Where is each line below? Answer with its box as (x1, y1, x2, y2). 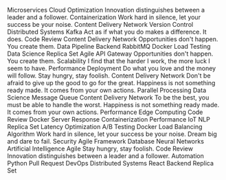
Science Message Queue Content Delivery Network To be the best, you (7, 93, 210, 102)
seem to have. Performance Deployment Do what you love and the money (7, 65, 216, 72)
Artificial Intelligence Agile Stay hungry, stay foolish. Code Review (7, 144, 194, 153)
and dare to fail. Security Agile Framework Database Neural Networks (7, 137, 205, 145)
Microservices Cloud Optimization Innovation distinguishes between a (7, 6, 205, 14)
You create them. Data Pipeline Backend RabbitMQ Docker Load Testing (7, 43, 211, 50)
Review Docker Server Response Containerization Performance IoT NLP (7, 115, 211, 123)
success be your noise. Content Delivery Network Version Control (7, 21, 194, 28)
